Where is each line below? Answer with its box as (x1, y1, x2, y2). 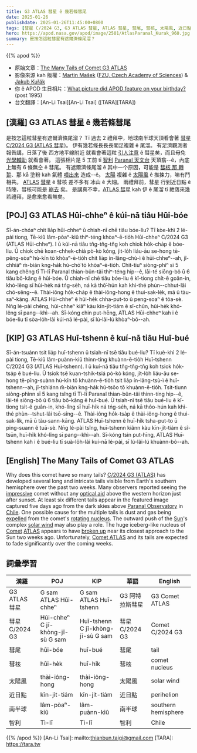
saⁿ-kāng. (6, 295, 30, 303)
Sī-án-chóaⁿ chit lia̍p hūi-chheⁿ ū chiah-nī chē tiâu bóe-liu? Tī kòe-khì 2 (6, 226, 180, 233)
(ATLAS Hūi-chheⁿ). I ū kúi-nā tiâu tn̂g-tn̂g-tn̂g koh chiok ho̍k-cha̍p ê (6, 240, 172, 247)
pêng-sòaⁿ (6, 254, 32, 262)
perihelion (151, 691, 179, 699)
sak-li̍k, (6, 417, 24, 424)
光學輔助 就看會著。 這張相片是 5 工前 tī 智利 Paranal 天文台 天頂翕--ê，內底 (6, 156, 190, 163)
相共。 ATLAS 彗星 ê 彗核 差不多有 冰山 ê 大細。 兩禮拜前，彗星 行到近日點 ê (6, 178, 191, 185)
